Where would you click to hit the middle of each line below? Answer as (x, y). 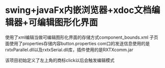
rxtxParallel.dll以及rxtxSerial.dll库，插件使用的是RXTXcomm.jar (69, 50)
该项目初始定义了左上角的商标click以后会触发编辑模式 (60, 60)
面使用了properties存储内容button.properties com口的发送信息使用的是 (78, 43)
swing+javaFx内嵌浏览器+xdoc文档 (78, 10)
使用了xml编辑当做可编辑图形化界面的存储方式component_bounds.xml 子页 (82, 37)
